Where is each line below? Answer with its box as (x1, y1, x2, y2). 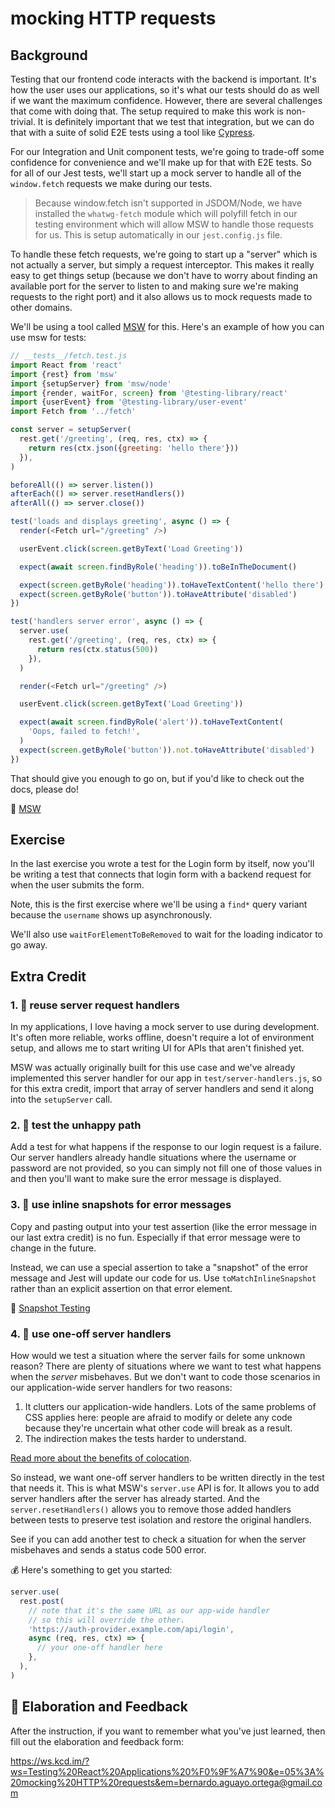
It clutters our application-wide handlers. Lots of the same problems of (24, 1401, 317, 1413)
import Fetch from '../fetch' (10, 407, 137, 417)
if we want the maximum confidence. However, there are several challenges (10, 95, 323, 106)
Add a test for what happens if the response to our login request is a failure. (10, 1141, 322, 1153)
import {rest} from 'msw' (10, 369, 118, 379)
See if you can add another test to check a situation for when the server (10, 1533, 307, 1546)
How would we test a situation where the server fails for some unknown (10, 1350, 306, 1362)
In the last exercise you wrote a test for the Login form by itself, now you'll (10, 858, 315, 870)
